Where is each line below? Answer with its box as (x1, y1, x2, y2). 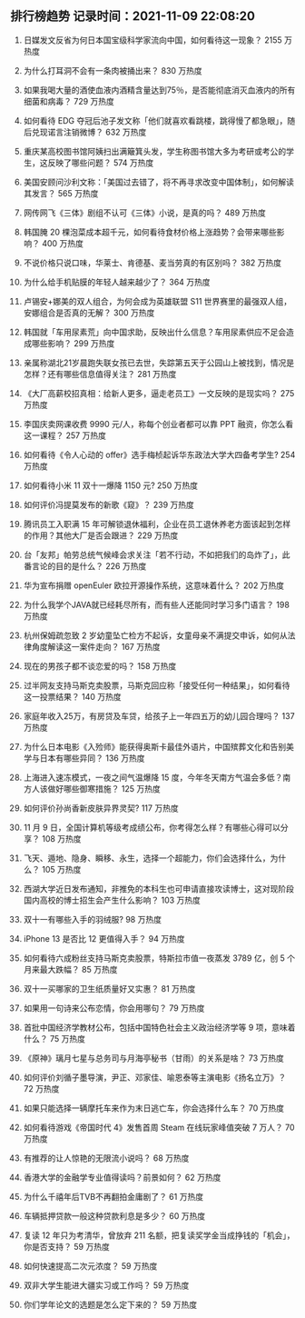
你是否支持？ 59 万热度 (23, 1241, 110, 1252)
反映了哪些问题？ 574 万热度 (47, 157, 154, 168)
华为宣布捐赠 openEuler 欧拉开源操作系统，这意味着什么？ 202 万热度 (23, 580, 285, 591)
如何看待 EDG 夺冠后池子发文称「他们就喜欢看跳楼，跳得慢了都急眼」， (23, 115, 288, 125)
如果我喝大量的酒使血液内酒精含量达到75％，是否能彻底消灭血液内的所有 (23, 85, 296, 95)
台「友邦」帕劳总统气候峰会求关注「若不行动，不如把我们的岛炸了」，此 (23, 549, 290, 560)
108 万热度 (41, 833, 82, 844)
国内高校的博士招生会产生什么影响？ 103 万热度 (23, 894, 201, 905)
